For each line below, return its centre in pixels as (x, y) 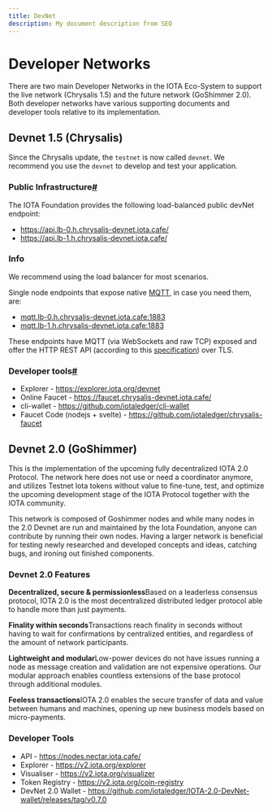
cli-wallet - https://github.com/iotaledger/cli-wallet (105, 406)
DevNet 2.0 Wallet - (53, 791)
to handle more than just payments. (68, 609)
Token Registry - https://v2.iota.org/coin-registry (102, 782)
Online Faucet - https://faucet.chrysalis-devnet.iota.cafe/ (116, 397)
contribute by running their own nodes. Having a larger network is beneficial (136, 536)
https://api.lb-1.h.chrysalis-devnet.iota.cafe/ (94, 238)
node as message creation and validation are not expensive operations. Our (135, 667)
